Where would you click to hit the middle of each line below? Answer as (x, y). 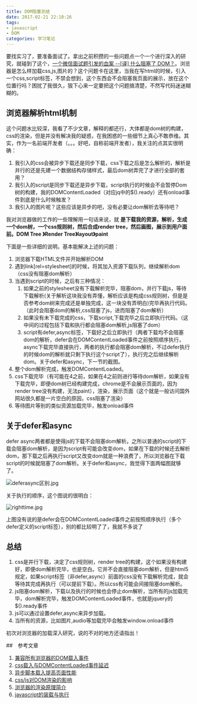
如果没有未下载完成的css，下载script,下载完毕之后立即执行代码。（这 (106, 317)
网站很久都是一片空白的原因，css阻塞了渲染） (70, 398)
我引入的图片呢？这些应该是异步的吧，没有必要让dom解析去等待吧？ (97, 207)
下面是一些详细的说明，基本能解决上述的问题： (62, 246)
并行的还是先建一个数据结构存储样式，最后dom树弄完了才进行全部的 (97, 170)
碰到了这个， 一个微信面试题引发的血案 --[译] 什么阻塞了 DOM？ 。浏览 (106, 63)
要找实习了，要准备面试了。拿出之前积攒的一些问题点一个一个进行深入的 (93, 56)
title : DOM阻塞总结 (28, 11)
